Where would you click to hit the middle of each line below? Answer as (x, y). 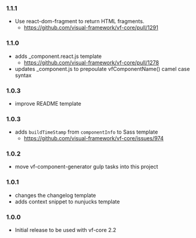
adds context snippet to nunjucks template (67, 202)
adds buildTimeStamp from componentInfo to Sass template (86, 132)
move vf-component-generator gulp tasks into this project (86, 167)
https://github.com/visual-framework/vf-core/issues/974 (94, 138)
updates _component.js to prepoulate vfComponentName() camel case (102, 69)
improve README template (48, 103)
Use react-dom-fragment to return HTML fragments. (79, 21)
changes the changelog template (56, 195)
